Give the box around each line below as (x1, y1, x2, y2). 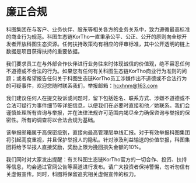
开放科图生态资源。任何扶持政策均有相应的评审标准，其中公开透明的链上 (16, 40, 190, 47)
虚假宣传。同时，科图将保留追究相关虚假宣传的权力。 (10, 170, 139, 177)
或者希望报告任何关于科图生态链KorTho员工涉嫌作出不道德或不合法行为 (16, 74, 187, 82)
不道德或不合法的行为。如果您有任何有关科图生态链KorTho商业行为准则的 (6, 67, 182, 74)
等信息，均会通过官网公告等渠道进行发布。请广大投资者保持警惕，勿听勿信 (6, 163, 185, 170)
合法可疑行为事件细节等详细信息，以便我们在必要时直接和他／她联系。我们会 (6, 102, 190, 109)
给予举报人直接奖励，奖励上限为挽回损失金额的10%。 (16, 143, 145, 150)
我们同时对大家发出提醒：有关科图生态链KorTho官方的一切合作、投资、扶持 (6, 156, 187, 163)
